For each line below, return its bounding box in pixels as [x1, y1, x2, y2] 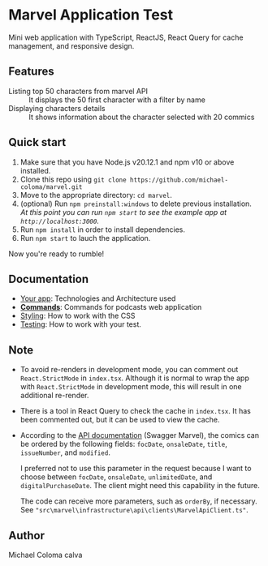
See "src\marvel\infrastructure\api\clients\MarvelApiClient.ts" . [19, 505, 249, 515]
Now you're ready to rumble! [8, 249, 105, 259]
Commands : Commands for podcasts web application [19, 302, 202, 312]
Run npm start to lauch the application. [19, 233, 151, 242]
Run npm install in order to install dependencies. [19, 225, 185, 234]
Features [8, 65, 54, 79]
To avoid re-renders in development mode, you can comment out [19, 365, 239, 375]
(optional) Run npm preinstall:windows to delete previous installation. [19, 199, 252, 208]
